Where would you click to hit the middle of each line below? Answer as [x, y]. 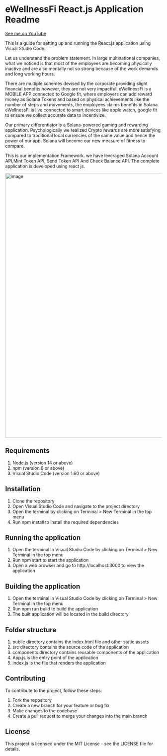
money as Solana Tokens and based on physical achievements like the [77, 99]
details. [13, 749]
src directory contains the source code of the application [71, 647]
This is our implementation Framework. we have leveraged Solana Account [82, 156]
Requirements [27, 451]
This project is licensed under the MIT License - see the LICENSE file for [79, 744]
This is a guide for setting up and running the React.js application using [78, 43]
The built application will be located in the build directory [71, 614]
